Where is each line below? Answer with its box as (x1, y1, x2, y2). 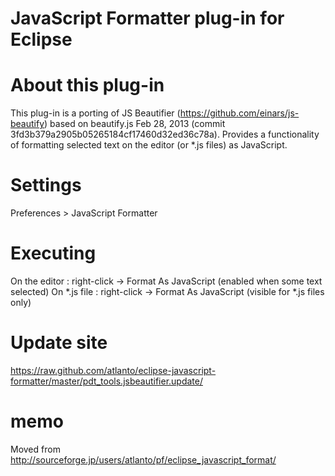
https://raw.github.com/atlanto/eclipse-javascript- (10, 364, 217, 376)
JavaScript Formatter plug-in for (10, 7, 285, 30)
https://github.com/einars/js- (179, 107, 300, 119)
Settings (10, 174, 82, 197)
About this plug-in (10, 74, 165, 97)
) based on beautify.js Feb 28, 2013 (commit (44, 118, 226, 130)
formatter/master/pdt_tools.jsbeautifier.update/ (10, 375, 203, 387)
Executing (10, 242, 97, 265)
